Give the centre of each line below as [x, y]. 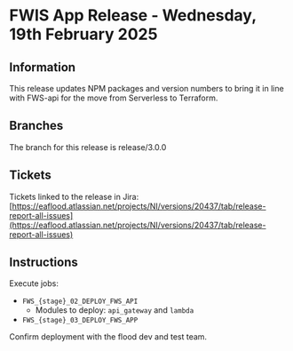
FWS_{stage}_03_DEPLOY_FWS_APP [80, 321]
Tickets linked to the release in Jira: [74, 196]
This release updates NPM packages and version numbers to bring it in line [146, 88]
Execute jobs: [34, 283]
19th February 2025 [83, 34]
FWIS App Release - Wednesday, [133, 16]
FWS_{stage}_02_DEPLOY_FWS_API [80, 302]
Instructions [44, 263]
